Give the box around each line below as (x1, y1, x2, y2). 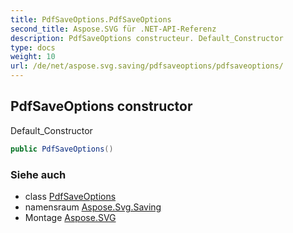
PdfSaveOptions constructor (10, 98, 193, 115)
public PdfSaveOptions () (10, 144, 114, 154)
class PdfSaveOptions (24, 190, 117, 202)
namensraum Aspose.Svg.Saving (24, 201, 162, 213)
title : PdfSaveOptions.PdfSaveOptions (10, 14, 172, 25)
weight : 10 (10, 52, 56, 62)
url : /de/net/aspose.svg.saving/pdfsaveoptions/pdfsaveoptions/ (10, 61, 284, 71)
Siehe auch (10, 167, 67, 181)
